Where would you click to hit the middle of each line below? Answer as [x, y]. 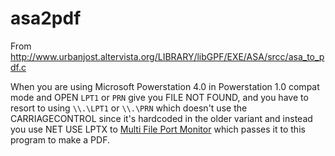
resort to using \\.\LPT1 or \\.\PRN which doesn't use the [129, 108]
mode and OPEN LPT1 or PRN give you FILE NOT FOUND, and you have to [159, 97]
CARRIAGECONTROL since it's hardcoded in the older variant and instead [161, 118]
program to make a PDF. [60, 139]
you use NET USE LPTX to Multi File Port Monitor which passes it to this [158, 129]
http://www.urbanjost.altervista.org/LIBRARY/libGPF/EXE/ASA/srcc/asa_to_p [167, 56]
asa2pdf [46, 18]
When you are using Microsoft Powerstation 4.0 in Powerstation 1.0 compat [165, 86]
